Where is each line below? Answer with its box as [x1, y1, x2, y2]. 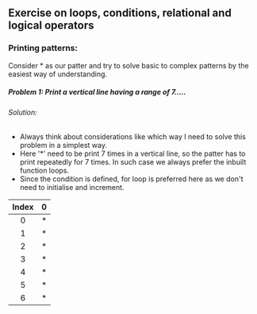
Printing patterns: [8, 43, 78, 54]
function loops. [19, 166, 70, 176]
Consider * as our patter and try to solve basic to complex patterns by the [8, 60, 249, 70]
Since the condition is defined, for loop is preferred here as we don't [19, 174, 244, 184]
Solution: [8, 107, 37, 117]
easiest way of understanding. [8, 69, 108, 79]
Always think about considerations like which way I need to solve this [19, 132, 246, 141]
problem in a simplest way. [19, 141, 108, 150]
